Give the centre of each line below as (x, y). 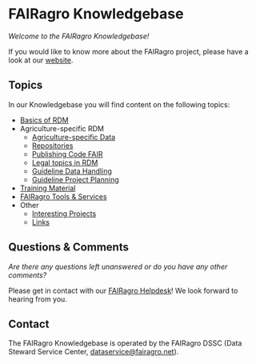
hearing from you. (38, 299)
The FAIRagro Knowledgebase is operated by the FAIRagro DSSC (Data (125, 343)
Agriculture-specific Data (74, 137)
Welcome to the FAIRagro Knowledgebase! (79, 36)
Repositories (52, 146)
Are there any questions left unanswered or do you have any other (118, 266)
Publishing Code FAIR (67, 154)
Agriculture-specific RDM (62, 128)
